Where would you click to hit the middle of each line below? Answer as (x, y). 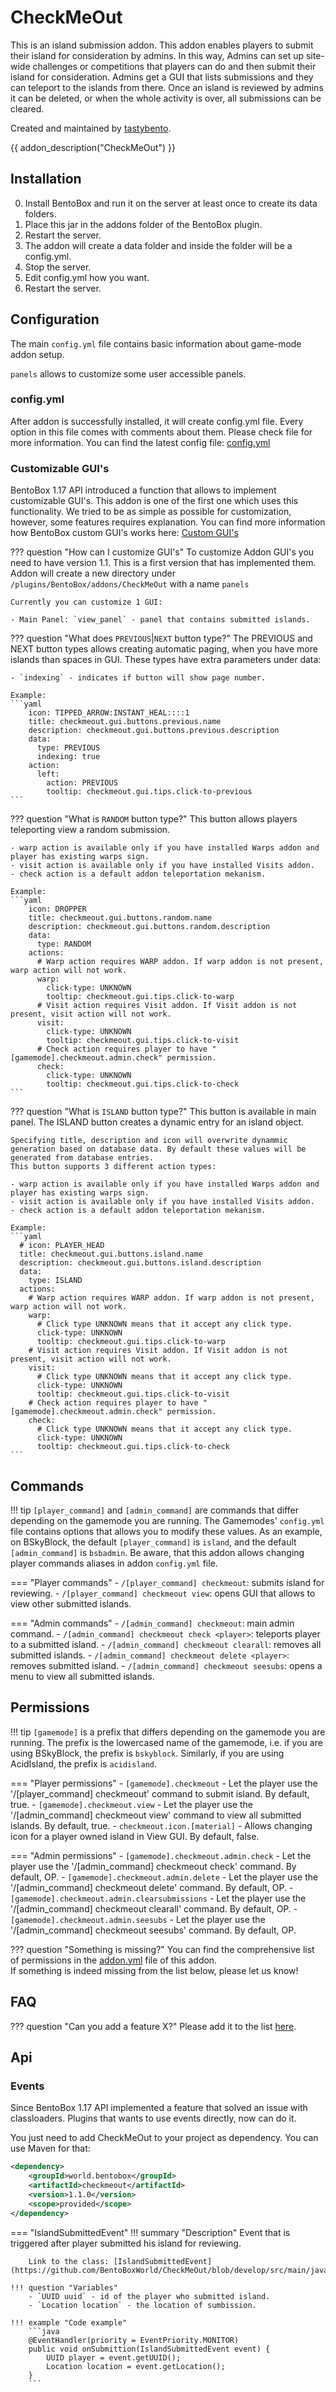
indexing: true (68, 757)
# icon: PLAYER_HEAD (62, 1246)
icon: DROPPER (57, 909)
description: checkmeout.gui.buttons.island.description (140, 1263)
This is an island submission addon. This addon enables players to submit (162, 45)
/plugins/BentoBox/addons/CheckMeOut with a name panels (130, 584)
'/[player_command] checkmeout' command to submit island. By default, (160, 1793)
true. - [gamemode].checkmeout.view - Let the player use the (132, 1804)
